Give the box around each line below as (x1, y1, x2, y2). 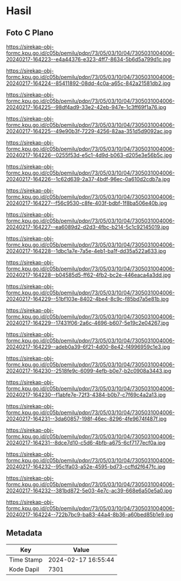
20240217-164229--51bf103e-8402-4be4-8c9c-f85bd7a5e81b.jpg (6, 296, 169, 302)
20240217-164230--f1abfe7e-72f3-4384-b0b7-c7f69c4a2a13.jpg (6, 391, 166, 398)
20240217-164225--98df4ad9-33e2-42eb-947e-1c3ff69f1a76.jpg (6, 104, 166, 110)
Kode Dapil (9, 565, 40, 573)
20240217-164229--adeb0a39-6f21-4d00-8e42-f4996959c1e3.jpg (6, 343, 170, 350)
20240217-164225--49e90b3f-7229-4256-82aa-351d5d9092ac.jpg (6, 128, 172, 134)
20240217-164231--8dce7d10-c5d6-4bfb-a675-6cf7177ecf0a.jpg (6, 439, 166, 446)
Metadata (6, 528, 42, 538)
